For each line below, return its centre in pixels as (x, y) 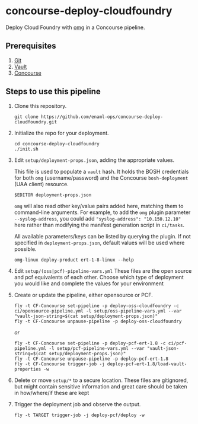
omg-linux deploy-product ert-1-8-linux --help (74, 260)
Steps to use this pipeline (53, 92)
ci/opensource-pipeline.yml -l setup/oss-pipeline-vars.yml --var (98, 311)
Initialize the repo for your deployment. (61, 133)
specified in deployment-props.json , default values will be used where (99, 243)
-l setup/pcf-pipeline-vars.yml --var (97, 348)
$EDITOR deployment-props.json (53, 195)
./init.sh (26, 149)
